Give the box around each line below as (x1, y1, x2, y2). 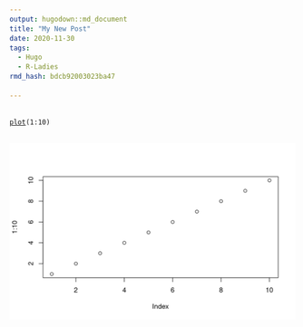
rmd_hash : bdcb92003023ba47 (9, 72, 116, 82)
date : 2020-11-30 (9, 34, 75, 43)
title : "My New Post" (9, 24, 92, 34)
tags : (9, 43, 30, 53)
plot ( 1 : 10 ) (9, 118, 51, 127)
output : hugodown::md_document (9, 14, 128, 24)
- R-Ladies (17, 63, 59, 72)
